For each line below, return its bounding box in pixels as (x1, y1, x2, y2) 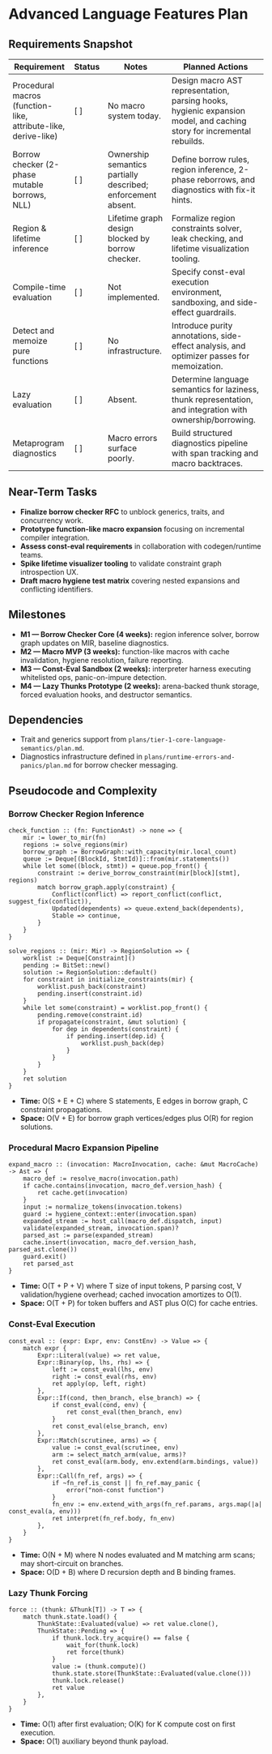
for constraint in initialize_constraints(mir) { (23, 976, 194, 984)
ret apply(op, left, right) (51, 1380, 147, 1388)
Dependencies (8, 713, 83, 727)
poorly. (108, 453, 135, 464)
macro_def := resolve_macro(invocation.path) (23, 1174, 180, 1183)
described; (108, 179, 149, 190)
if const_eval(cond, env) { (51, 1401, 147, 1409)
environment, (171, 287, 223, 297)
